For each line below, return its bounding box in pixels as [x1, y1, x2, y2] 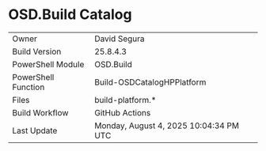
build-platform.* [94, 94, 157, 105]
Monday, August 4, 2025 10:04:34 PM [94, 120, 240, 131]
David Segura [94, 33, 145, 44]
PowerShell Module [12, 59, 85, 70]
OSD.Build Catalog [8, 6, 132, 24]
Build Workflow [12, 107, 69, 118]
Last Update [12, 125, 58, 136]
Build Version [12, 46, 62, 57]
